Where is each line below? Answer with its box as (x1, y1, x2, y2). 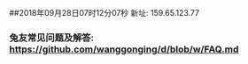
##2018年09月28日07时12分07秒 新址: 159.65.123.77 (9, 8, 200, 18)
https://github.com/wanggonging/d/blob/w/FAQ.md (9, 43, 239, 55)
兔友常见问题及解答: (9, 32, 95, 44)
